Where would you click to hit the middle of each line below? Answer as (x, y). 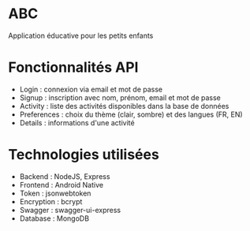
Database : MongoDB (54, 218)
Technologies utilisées (84, 155)
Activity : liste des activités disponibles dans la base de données (124, 106)
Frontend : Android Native (62, 184)
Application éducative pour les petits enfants (81, 35)
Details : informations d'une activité (77, 122)
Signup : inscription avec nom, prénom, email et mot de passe (120, 97)
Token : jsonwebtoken (55, 193)
